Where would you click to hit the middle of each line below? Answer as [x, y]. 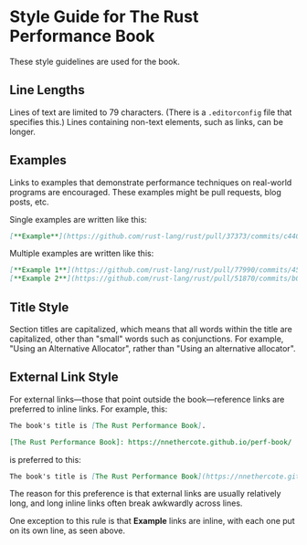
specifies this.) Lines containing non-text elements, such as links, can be [146, 121]
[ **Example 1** [38, 270]
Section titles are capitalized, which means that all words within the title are [151, 329]
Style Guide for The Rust [104, 17]
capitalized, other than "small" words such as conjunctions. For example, [147, 339]
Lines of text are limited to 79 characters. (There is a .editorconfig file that [151, 112]
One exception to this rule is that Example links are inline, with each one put [152, 521]
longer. [23, 131]
